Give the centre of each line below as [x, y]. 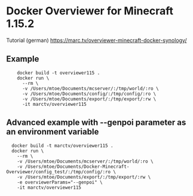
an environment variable [53, 132]
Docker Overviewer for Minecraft [90, 11]
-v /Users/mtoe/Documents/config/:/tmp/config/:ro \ [89, 94]
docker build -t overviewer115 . [59, 73]
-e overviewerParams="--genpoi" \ [60, 182]
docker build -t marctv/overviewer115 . [62, 146]
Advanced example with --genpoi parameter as [96, 123]
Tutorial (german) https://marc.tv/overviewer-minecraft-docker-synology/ [96, 40]
